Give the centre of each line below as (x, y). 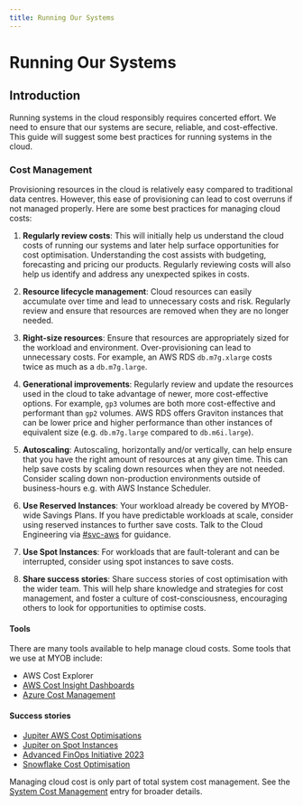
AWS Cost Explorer (58, 676)
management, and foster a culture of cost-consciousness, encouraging (155, 598)
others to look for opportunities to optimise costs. (114, 607)
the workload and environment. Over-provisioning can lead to (137, 347)
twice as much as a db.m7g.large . (85, 366)
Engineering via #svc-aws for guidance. (96, 534)
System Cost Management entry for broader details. (106, 792)
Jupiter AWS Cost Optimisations (82, 736)
